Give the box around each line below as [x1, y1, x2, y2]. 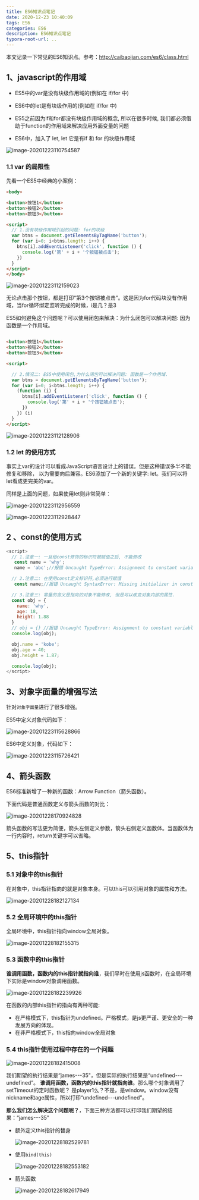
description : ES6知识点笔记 [6, 31, 71, 37]
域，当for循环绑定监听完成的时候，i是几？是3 [6, 301, 117, 309]
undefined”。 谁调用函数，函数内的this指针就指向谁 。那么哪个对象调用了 [6, 1079, 185, 1086]
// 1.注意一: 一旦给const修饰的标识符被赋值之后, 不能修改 [11, 554, 142, 560]
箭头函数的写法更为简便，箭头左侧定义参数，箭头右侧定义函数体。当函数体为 [6, 824, 194, 831]
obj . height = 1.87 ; [11, 652, 60, 658]
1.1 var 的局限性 [6, 162, 50, 171]
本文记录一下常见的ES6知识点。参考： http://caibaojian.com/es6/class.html [6, 54, 189, 60]
